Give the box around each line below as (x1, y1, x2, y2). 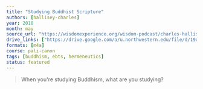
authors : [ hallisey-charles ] (6, 14, 80, 20)
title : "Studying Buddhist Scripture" (6, 8, 104, 15)
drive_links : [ (6, 37, 45, 43)
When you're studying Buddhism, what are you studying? (21, 76, 164, 83)
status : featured (6, 59, 50, 65)
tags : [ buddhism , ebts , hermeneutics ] (6, 54, 104, 60)
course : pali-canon (6, 48, 56, 54)
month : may (6, 25, 34, 32)
